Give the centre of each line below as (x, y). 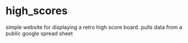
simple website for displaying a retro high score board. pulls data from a (94, 27)
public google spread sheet (39, 33)
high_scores (37, 11)
